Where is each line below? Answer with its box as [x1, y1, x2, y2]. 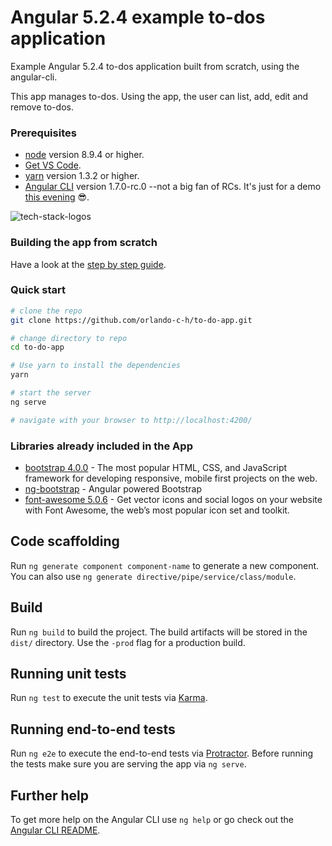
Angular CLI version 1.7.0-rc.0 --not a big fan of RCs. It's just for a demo [24, 181, 322, 193]
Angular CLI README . [10, 824, 101, 836]
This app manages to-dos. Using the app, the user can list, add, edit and [10, 90, 309, 102]
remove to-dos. [10, 101, 74, 113]
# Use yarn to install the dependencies [10, 361, 182, 371]
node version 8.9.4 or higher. [24, 149, 145, 161]
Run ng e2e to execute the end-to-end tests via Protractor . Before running [10, 747, 314, 760]
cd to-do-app [10, 342, 65, 353]
